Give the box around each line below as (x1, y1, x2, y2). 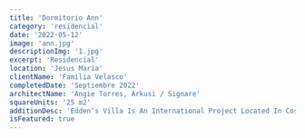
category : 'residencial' (9, 22, 103, 31)
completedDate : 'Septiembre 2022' (9, 81, 141, 90)
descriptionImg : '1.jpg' (9, 47, 103, 56)
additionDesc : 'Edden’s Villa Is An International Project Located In (9, 106, 282, 115)
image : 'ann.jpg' (9, 38, 75, 48)
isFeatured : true (9, 114, 75, 123)
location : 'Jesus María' (9, 64, 103, 74)
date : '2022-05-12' (9, 30, 84, 39)
